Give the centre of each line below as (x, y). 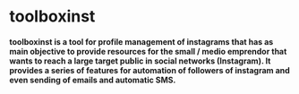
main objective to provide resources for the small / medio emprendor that (148, 51)
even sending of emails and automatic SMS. (93, 80)
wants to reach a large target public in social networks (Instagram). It (140, 61)
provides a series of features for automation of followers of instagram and (150, 70)
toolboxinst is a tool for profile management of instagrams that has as (141, 41)
